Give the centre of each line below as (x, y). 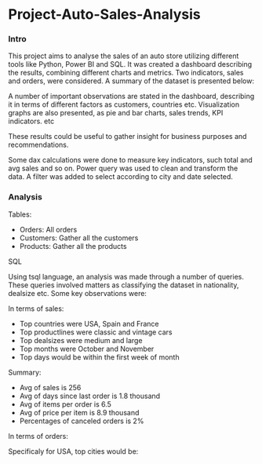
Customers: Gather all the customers (79, 238)
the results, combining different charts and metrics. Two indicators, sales (126, 73)
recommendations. (38, 145)
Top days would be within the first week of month (99, 357)
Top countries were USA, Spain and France (89, 323)
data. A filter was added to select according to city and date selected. (121, 177)
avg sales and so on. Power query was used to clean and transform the (123, 168)
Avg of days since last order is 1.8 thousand (90, 396)
